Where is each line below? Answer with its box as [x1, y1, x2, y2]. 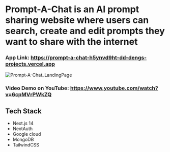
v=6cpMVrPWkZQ [5, 91, 52, 98]
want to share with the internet [5, 36, 138, 48]
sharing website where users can [5, 14, 149, 26]
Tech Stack [5, 107, 42, 115]
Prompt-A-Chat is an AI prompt [5, 4, 139, 15]
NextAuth [12, 126, 33, 132]
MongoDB [12, 136, 34, 143]
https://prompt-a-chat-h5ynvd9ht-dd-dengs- [30, 54, 147, 62]
